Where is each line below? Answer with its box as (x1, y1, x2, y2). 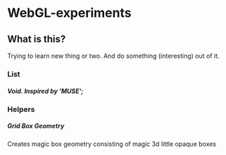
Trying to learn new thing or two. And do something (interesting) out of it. (7, 51, 220, 60)
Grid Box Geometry (7, 122, 65, 130)
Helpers (7, 104, 35, 114)
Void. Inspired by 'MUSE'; (7, 87, 84, 95)
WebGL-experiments (7, 5, 132, 21)
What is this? (7, 33, 66, 45)
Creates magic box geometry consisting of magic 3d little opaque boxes (7, 139, 217, 148)
